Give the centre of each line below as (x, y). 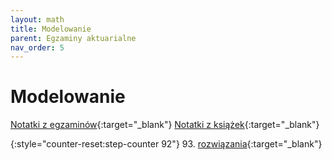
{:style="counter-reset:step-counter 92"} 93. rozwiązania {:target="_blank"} (166, 144)
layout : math (37, 19)
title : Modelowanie (51, 29)
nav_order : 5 (37, 47)
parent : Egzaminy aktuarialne (73, 38)
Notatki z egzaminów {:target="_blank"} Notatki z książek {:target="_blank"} (165, 125)
